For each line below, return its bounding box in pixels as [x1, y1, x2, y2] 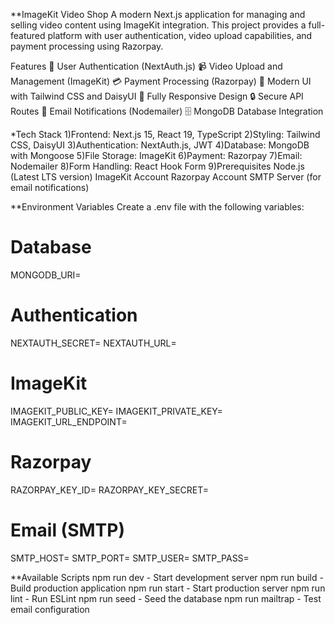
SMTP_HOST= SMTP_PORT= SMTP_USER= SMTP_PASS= [10, 552, 250, 564]
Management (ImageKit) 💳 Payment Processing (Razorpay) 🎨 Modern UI [10, 75, 312, 87]
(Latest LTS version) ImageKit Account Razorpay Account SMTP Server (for [10, 171, 322, 183]
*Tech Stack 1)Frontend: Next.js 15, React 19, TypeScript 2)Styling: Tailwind [10, 129, 321, 140]
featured [10, 30, 46, 41]
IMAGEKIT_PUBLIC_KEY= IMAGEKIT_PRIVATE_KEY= [10, 405, 223, 417]
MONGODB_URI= [10, 269, 82, 281]
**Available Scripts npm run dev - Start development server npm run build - [10, 571, 324, 583]
